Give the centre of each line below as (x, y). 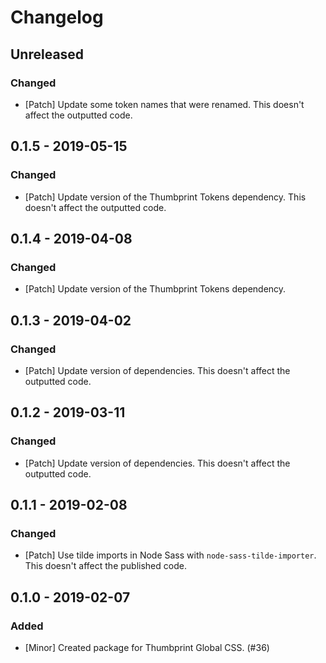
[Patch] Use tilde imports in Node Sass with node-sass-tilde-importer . (170, 555)
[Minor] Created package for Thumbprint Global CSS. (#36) (147, 647)
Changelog (57, 17)
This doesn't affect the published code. (105, 566)
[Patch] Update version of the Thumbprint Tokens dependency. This (165, 197)
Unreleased (47, 54)
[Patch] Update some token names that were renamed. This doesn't (164, 104)
